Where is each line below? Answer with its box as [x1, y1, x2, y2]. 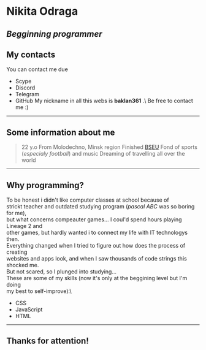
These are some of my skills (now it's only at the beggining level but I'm [6, 275, 188, 282]
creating [6, 248, 28, 256]
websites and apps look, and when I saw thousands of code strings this [6, 255, 187, 262]
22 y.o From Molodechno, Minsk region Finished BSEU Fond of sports [21, 143, 198, 151]
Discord [15, 84, 36, 91]
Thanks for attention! [6, 336, 89, 346]
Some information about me [6, 127, 115, 137]
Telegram [15, 91, 40, 98]
